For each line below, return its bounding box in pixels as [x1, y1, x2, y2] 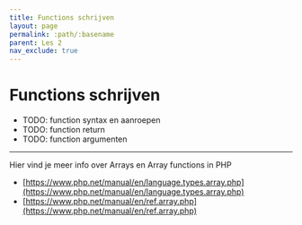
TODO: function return [22, 125, 106, 135]
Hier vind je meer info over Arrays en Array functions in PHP [9, 160, 232, 170]
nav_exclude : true [9, 47, 78, 56]
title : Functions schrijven [9, 13, 115, 22]
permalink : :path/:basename [9, 30, 115, 39]
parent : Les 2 [9, 38, 63, 48]
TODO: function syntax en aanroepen [22, 115, 161, 125]
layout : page [9, 22, 58, 30]
